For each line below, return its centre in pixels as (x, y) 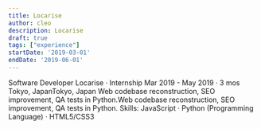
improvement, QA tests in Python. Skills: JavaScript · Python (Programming (131, 107)
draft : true (28, 38)
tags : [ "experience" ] (44, 45)
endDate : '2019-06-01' (46, 61)
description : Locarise (46, 30)
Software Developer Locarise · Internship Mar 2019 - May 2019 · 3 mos (124, 82)
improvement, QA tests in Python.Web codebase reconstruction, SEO (122, 100)
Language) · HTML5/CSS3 (51, 116)
